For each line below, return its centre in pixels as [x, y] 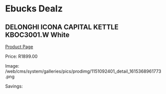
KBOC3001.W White [37, 35]
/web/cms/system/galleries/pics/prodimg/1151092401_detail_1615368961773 [83, 71]
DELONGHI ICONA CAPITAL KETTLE [62, 27]
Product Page [19, 47]
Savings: [14, 86]
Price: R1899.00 [21, 56]
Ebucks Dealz [34, 9]
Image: [12, 66]
